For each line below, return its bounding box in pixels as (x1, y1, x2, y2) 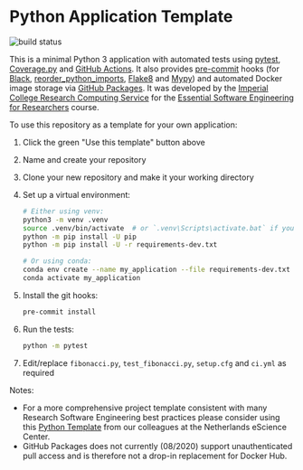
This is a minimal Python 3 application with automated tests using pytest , (9, 53, 281, 64)
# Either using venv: (22, 206, 104, 216)
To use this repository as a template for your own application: (9, 119, 238, 130)
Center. (22, 431, 51, 442)
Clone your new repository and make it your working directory (22, 172, 255, 183)
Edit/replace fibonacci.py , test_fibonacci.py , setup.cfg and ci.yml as (22, 357, 287, 368)
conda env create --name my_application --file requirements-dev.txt (22, 265, 291, 275)
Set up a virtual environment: (22, 189, 131, 200)
